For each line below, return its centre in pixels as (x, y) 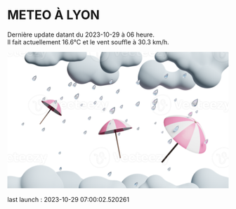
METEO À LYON (54, 15)
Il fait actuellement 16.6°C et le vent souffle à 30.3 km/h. (88, 42)
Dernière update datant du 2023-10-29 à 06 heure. (81, 34)
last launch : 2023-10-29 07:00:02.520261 (68, 200)
